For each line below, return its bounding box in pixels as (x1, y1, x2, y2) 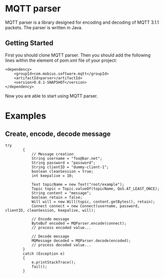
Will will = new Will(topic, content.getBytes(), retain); (31, 199, 155, 204)
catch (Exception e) (23, 251, 65, 256)
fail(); (31, 264, 48, 269)
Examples (5, 110, 46, 121)
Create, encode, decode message (5, 130, 111, 139)
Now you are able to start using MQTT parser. (5, 93, 98, 99)
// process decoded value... (31, 242, 92, 247)
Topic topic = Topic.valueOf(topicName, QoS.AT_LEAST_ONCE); (31, 186, 160, 191)
